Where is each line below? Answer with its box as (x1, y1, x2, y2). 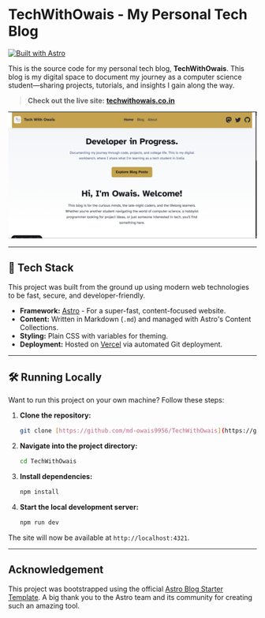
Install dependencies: (19, 472, 93, 481)
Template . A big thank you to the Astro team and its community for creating (8, 592, 252, 601)
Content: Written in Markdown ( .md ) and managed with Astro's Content (19, 314, 252, 324)
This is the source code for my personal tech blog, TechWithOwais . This (8, 63, 244, 73)
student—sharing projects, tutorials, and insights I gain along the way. (8, 81, 235, 90)
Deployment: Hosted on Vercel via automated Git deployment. (19, 339, 223, 349)
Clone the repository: (19, 410, 91, 420)
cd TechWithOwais (19, 458, 77, 466)
